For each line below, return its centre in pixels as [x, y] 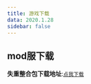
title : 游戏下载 [28, 13]
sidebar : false [29, 26]
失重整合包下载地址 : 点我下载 [45, 74]
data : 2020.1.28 [30, 20]
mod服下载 [31, 56]
